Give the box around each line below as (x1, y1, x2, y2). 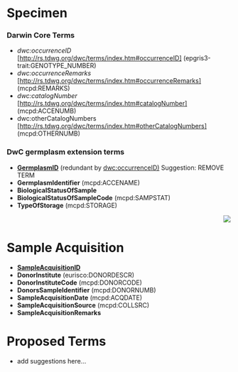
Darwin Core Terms (6, 31, 75, 40)
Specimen (6, 5, 68, 21)
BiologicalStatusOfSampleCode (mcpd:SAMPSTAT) (16, 193, 171, 202)
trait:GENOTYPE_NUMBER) (16, 62, 97, 70)
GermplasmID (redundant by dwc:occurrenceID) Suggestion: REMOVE (16, 163, 225, 172)
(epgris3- (183, 54, 211, 62)
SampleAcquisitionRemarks (16, 308, 102, 317)
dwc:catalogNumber (16, 92, 77, 100)
